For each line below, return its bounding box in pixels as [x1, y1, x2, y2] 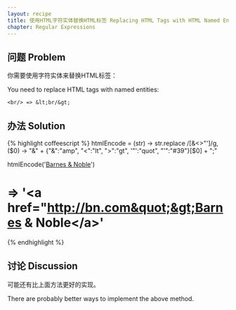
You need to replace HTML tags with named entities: [7, 85, 159, 94]
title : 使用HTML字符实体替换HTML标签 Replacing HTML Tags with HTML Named [7, 17, 221, 24]
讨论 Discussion [7, 260, 79, 272]
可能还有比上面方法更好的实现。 [7, 280, 100, 289]
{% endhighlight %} [7, 237, 65, 247]
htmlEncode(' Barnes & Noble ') [7, 160, 96, 168]
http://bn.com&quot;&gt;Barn [46, 200, 223, 216]
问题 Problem [7, 51, 66, 63]
